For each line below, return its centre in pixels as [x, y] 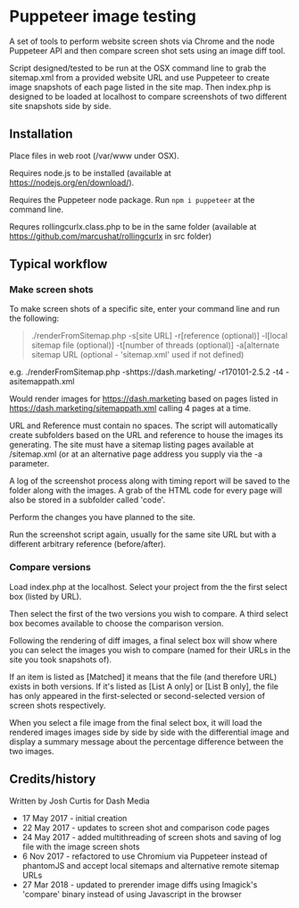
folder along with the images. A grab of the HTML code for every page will [146, 491]
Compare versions [50, 567]
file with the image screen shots [81, 846]
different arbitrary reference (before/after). [88, 544]
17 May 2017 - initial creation [75, 818]
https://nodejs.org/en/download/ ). [72, 182]
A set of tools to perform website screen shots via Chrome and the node [142, 41]
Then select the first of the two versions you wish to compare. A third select [149, 613]
